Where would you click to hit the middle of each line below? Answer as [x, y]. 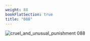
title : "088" [19, 19]
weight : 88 [17, 10]
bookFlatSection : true [29, 14]
